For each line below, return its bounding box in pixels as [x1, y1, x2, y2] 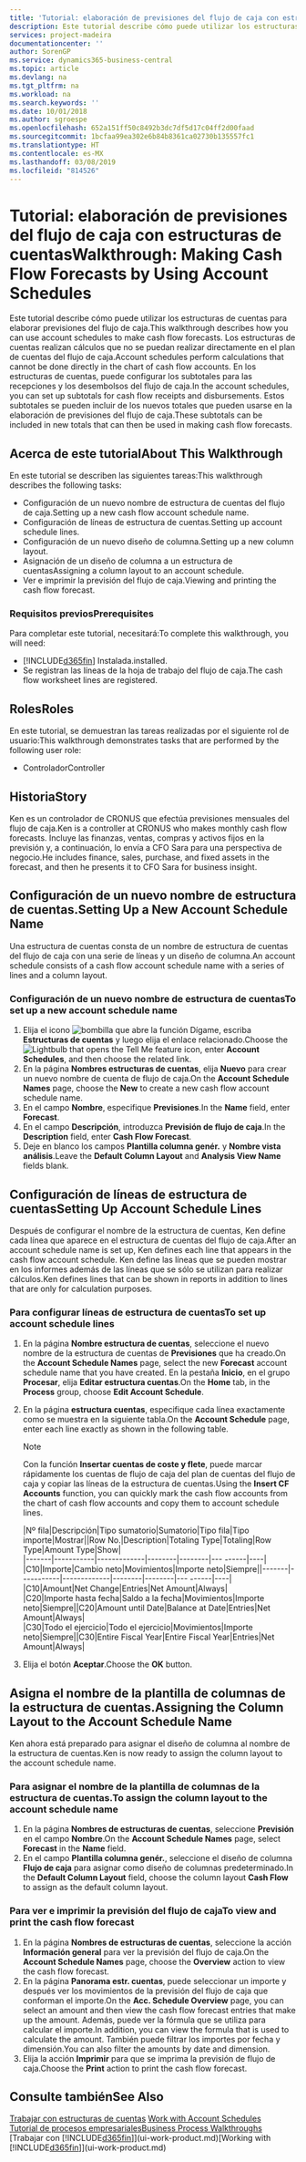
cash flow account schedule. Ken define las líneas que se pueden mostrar [9, 1254, 287, 1265]
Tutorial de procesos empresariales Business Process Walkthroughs [9, 2123, 262, 2134]
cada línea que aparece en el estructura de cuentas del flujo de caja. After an [9, 1235, 297, 1246]
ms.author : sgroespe [9, 115, 88, 124]
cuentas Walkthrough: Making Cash [9, 243, 283, 264]
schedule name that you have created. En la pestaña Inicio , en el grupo [22, 1367, 291, 1378]
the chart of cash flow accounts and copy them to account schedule [22, 1497, 280, 1509]
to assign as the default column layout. [22, 1882, 168, 1893]
